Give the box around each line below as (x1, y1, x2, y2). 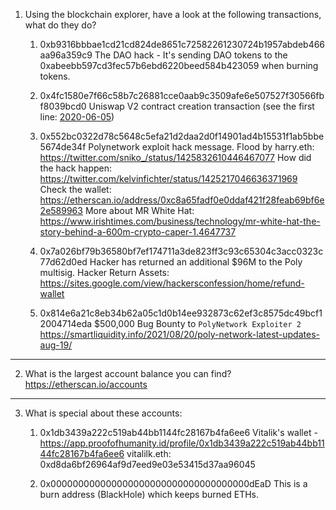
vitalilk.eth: (126, 448, 172, 459)
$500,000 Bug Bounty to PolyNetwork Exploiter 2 (94, 318, 302, 329)
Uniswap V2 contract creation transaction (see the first (88, 100, 315, 112)
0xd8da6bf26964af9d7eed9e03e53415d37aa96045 (39, 459, 256, 470)
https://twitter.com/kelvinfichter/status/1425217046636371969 (39, 173, 298, 184)
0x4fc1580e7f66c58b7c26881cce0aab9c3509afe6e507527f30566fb (39, 90, 325, 101)
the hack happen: (39, 162, 113, 174)
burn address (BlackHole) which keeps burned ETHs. (39, 489, 259, 500)
